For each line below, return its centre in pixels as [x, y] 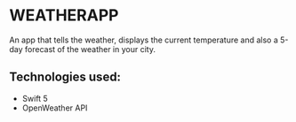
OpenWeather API [55, 108]
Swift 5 [35, 98]
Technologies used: [65, 77]
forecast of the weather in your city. [90, 49]
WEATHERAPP [64, 15]
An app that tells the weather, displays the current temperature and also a [144, 40]
